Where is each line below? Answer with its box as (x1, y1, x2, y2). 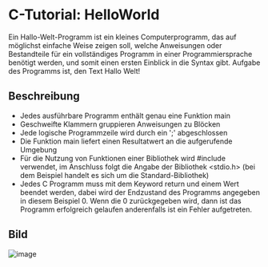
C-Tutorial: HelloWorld (8, 6, 160, 24)
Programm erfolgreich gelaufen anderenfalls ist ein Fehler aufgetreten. (19, 204, 252, 214)
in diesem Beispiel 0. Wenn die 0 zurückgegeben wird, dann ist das (19, 196, 242, 205)
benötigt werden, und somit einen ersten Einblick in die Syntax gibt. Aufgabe (8, 58, 261, 67)
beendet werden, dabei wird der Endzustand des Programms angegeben (19, 187, 261, 197)
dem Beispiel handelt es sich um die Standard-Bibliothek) (19, 170, 210, 180)
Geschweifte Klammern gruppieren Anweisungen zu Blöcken (19, 119, 221, 129)
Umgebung (19, 144, 58, 154)
